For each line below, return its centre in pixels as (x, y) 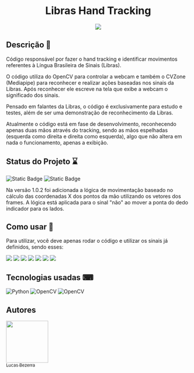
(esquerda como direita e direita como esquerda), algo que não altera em (94, 136)
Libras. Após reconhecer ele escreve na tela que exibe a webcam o (87, 89)
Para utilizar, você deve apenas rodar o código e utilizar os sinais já (87, 241)
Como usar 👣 (30, 227)
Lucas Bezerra (21, 365)
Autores (21, 310)
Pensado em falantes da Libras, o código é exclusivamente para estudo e (94, 106)
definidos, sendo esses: (35, 247)
